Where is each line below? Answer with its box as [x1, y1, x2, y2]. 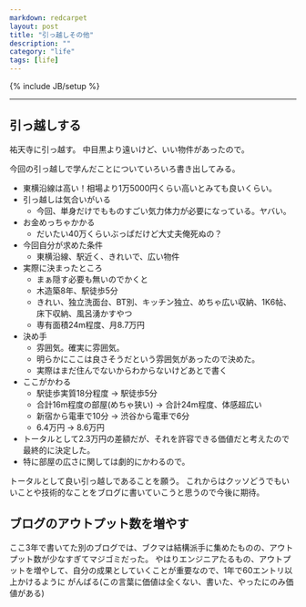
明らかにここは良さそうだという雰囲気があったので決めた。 [36, 353, 260, 365]
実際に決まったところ [22, 262, 103, 273]
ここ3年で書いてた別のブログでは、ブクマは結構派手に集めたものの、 [9, 541, 270, 552]
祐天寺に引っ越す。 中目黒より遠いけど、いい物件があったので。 [9, 143, 250, 155]
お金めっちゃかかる [22, 216, 96, 228]
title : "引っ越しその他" [9, 30, 94, 39]
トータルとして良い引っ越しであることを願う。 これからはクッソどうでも [9, 475, 282, 486]
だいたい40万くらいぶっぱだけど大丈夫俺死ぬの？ [36, 228, 223, 239]
